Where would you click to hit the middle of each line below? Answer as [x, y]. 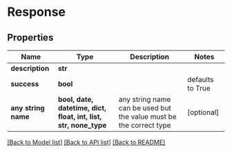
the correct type [145, 125]
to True [199, 88]
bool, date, [76, 99]
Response [37, 12]
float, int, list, [80, 116]
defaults [201, 80]
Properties [30, 38]
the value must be [148, 116]
